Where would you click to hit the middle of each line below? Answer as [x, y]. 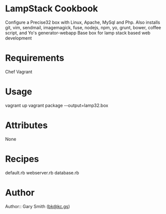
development [19, 38]
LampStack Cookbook [52, 9]
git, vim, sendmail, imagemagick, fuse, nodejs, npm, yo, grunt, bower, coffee [83, 27]
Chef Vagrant [19, 72]
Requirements [35, 58]
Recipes [22, 159]
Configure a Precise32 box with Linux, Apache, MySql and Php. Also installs [83, 22]
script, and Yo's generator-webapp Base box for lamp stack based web [78, 33]
